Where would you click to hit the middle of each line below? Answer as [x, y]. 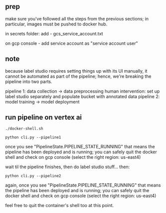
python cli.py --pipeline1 [33, 137]
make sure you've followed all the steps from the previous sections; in [77, 18]
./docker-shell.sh [24, 129]
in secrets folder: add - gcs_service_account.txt [54, 33]
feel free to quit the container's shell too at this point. [60, 206]
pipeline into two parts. [29, 81]
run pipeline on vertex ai [44, 117]
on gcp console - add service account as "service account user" [72, 43]
